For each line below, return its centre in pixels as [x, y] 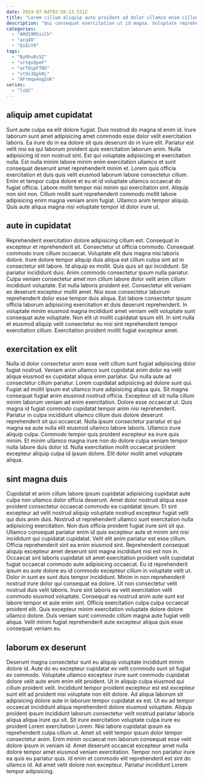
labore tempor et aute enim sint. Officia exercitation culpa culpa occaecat [98, 603]
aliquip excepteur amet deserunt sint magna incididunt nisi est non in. [93, 551]
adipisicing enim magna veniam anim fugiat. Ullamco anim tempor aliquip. [98, 200]
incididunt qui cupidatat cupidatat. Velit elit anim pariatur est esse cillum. [97, 539]
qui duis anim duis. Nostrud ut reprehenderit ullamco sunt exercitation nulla [100, 519]
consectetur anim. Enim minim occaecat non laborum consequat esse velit [99, 739]
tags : [13, 51]
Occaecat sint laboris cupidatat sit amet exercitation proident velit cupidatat [100, 558]
